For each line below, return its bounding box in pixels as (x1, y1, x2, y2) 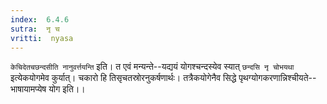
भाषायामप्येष (10, 83, 47, 95)
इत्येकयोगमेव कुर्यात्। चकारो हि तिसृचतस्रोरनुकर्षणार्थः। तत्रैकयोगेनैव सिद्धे (10, 72, 237, 84)
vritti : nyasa (10, 33, 74, 43)
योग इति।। (48, 83, 86, 95)
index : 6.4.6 (10, 14, 70, 25)
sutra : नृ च (10, 24, 60, 34)
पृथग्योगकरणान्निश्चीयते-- (238, 72, 317, 84)
